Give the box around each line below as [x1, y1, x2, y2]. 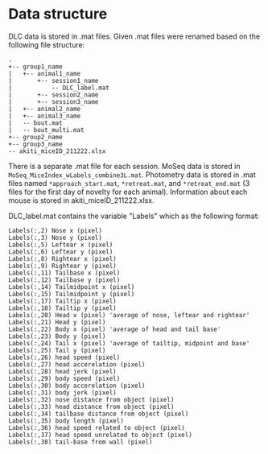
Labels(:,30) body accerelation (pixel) [8, 382, 146, 390]
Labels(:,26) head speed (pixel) [8, 353, 121, 361]
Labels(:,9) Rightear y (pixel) [8, 262, 117, 270]
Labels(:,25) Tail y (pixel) [8, 346, 106, 354]
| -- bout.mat [8, 118, 63, 127]
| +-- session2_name [8, 90, 99, 99]
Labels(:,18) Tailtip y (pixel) [8, 303, 117, 312]
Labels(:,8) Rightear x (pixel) [8, 254, 117, 262]
